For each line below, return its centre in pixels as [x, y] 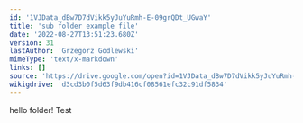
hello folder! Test [41, 110]
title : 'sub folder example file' [74, 26]
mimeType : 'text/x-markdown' [64, 59]
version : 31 [32, 43]
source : [24, 76]
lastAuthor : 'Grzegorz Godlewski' [74, 51]
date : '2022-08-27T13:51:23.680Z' [74, 34]
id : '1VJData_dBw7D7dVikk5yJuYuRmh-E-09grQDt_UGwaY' [110, 18]
